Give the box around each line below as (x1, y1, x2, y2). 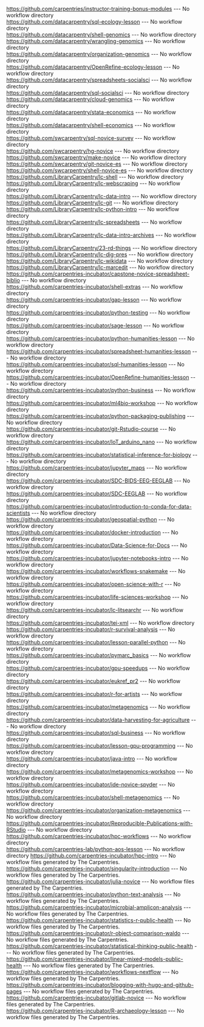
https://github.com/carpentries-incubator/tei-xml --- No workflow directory (6, 619, 195, 626)
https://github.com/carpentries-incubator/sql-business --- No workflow (6, 729, 186, 736)
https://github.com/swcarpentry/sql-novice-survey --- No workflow (6, 134, 176, 142)
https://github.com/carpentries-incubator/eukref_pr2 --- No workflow (6, 678, 181, 684)
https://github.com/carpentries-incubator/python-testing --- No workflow (6, 309, 191, 316)
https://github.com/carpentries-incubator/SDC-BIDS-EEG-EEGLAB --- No (6, 477, 191, 484)
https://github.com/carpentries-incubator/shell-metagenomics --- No (6, 794, 180, 801)
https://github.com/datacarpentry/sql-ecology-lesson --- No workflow (6, 18, 183, 25)
